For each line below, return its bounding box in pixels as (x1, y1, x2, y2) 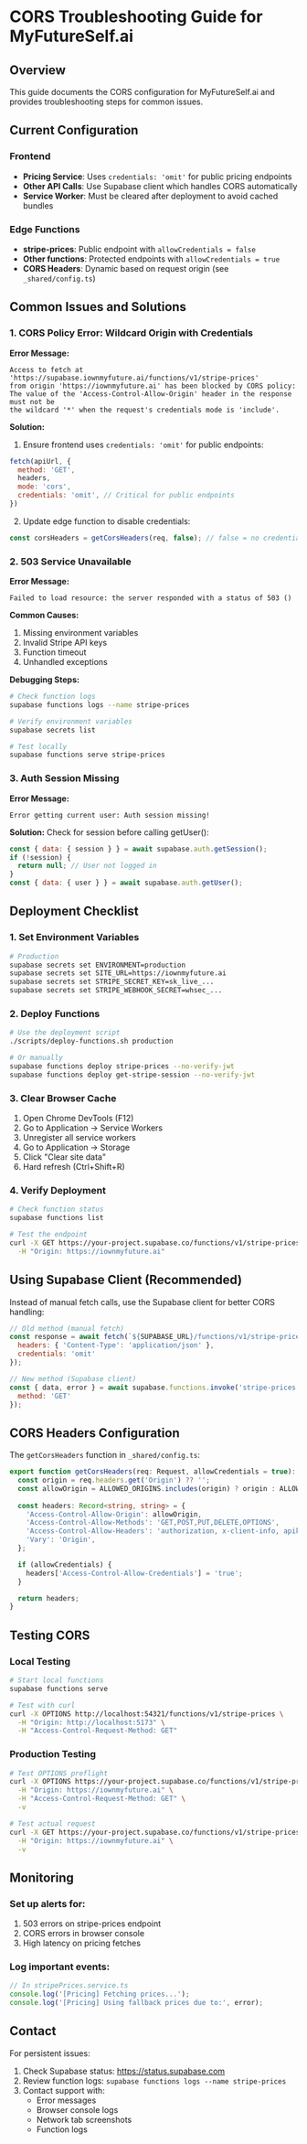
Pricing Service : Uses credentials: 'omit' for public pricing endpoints (22, 171, 292, 182)
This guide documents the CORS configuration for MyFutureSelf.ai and (9, 87, 276, 97)
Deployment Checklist (9, 904, 139, 919)
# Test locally (9, 742, 68, 751)
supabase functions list (9, 1214, 104, 1223)
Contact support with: (22, 2085, 105, 2096)
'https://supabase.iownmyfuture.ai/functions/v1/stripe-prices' (9, 373, 259, 382)
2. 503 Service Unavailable (9, 555, 132, 568)
